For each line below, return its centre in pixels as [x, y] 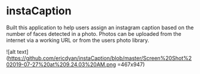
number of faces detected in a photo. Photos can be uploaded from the [94, 33]
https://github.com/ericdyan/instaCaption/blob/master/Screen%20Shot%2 [100, 58]
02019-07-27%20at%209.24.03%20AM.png [61, 64]
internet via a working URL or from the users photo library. [78, 40]
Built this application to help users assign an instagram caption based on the [100, 27]
